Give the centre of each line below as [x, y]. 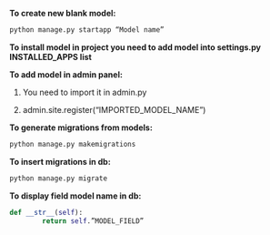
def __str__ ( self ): [46, 212]
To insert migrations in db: [60, 161]
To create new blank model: [63, 13]
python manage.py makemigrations [73, 144]
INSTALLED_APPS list [51, 56]
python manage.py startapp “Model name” [87, 30]
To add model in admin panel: [66, 74]
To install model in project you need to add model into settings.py [135, 47]
